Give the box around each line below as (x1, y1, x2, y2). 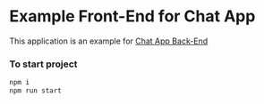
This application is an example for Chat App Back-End (9, 36, 209, 46)
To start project (9, 58, 78, 70)
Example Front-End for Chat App (9, 6, 256, 27)
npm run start (9, 86, 63, 95)
